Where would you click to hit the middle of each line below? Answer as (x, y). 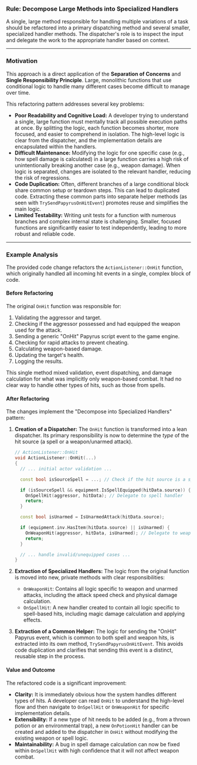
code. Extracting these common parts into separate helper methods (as (101, 196)
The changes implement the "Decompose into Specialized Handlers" (89, 412)
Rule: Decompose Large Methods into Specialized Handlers (92, 9)
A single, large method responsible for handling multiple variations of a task (97, 22)
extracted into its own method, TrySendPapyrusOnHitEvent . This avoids (99, 644)
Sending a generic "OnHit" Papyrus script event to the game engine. (97, 336)
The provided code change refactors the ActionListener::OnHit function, (95, 267)
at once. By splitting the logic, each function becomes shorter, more (96, 127)
